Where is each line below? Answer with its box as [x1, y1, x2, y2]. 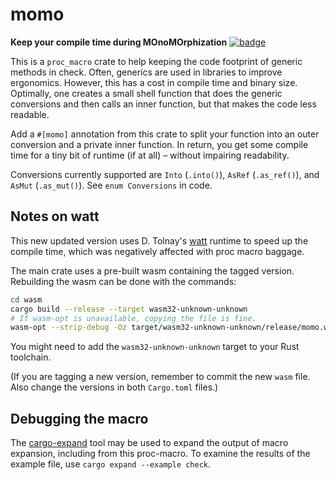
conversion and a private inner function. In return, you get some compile [10, 138, 309, 150]
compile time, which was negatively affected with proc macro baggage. [10, 245, 305, 257]
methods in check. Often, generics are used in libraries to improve [10, 66, 283, 78]
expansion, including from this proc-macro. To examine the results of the [10, 448, 311, 460]
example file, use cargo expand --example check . [10, 458, 212, 470]
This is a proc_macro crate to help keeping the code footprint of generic [10, 55, 303, 67]
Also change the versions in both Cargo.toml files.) [10, 381, 219, 393]
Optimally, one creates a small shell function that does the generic [10, 87, 283, 99]
